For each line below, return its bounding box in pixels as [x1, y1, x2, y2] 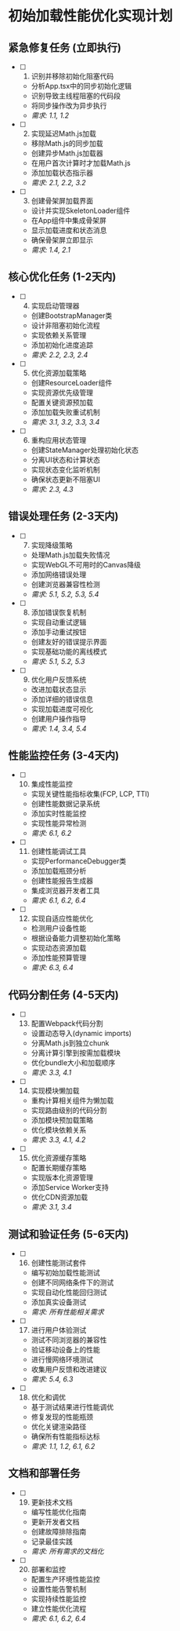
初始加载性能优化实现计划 [8, 7, 174, 25]
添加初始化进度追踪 [31, 340, 94, 349]
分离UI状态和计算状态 [31, 454, 100, 464]
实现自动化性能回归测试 [31, 1288, 107, 1297]
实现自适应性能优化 [31, 914, 94, 923]
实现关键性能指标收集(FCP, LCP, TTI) [31, 790, 150, 799]
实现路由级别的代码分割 [31, 1106, 107, 1115]
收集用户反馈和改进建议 [31, 1365, 107, 1374]
